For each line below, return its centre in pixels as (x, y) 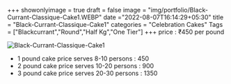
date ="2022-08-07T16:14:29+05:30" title (164, 17)
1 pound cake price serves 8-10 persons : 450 (83, 59)
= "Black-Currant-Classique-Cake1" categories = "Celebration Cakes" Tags (115, 24)
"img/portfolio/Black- (178, 10)
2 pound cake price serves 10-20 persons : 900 (86, 66)
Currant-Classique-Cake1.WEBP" (55, 17)
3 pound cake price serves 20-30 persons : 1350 (87, 73)
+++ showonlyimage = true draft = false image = (77, 10)
